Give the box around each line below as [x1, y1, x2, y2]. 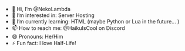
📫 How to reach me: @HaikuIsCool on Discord [11, 25, 125, 32]
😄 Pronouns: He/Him [11, 33, 63, 40]
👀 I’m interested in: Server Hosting [11, 12, 95, 19]
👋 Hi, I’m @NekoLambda [11, 6, 71, 12]
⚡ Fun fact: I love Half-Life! [11, 40, 76, 46]
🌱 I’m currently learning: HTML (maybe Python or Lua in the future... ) [11, 18, 180, 25]
